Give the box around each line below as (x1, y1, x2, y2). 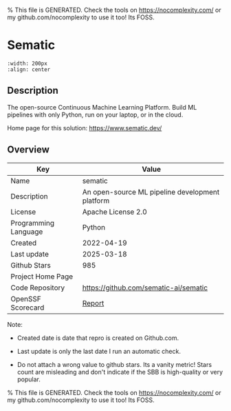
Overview (7, 144, 50, 156)
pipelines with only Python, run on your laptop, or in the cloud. (7, 110, 184, 119)
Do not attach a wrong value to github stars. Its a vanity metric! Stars (16, 360, 212, 368)
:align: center (7, 66, 51, 73)
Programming (10, 218, 55, 228)
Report (82, 298, 104, 308)
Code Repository (10, 283, 65, 292)
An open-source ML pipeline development (82, 187, 220, 197)
